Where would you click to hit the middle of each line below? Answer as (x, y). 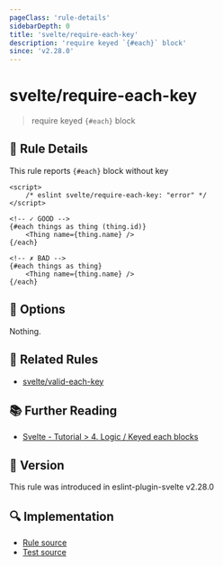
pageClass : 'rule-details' (60, 18)
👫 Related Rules (54, 360)
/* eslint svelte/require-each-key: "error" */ (116, 195)
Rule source (45, 543)
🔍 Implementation (62, 516)
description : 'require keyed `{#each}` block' (98, 43)
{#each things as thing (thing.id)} (78, 226)
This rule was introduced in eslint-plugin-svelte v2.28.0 (111, 487)
